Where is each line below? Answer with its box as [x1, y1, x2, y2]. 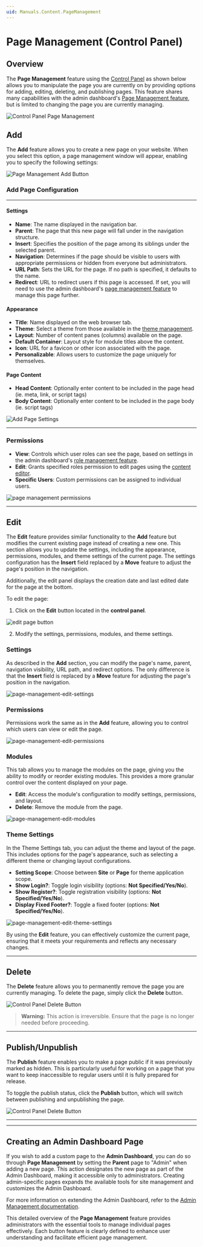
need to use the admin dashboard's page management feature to [14, 285, 178, 292]
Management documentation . [6, 1203, 80, 1210]
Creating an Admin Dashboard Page [6, 1136, 144, 1147]
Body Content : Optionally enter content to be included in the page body [14, 398, 195, 405]
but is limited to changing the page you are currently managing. [6, 100, 164, 108]
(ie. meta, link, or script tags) [14, 391, 87, 398]
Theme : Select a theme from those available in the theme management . [14, 325, 194, 333]
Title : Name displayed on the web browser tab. [14, 319, 132, 326]
